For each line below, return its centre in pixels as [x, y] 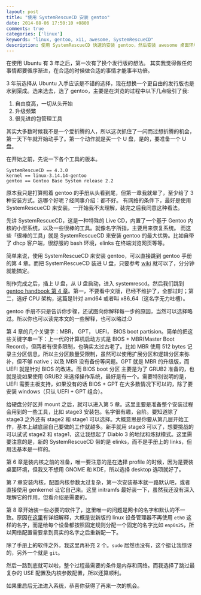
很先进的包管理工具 [39, 118]
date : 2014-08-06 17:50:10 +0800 [48, 23]
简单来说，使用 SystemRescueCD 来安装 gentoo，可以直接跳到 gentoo [93, 256]
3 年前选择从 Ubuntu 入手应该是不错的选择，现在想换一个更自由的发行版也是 [100, 83]
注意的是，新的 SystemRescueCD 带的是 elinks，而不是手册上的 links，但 [102, 441]
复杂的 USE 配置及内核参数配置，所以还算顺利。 [65, 573]
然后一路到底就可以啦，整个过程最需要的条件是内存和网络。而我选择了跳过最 [100, 565]
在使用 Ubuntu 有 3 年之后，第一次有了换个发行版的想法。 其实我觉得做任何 [99, 63]
